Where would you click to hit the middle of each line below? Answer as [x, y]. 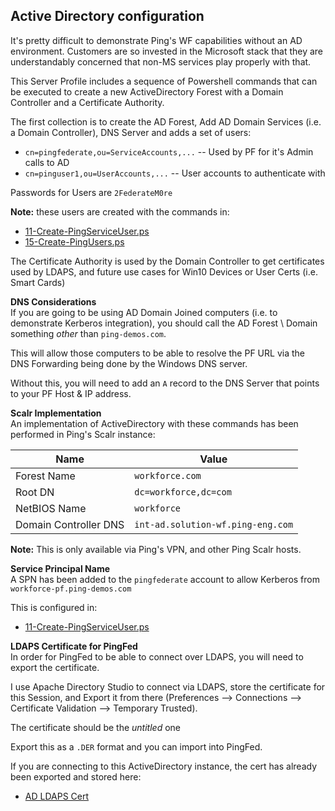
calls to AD [47, 162]
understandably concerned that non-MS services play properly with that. [161, 61]
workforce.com [168, 475]
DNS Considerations [53, 301]
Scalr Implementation [56, 413]
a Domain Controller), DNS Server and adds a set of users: [131, 132]
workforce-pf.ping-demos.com [71, 589]
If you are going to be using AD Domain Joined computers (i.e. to [144, 312]
